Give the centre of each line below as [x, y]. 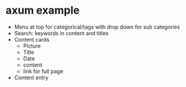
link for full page [43, 71]
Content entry [31, 77]
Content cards [32, 39]
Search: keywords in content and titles [61, 33]
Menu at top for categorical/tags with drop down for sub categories [97, 27]
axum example [43, 10]
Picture [32, 46]
